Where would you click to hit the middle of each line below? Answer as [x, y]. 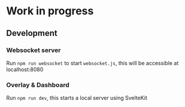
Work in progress [50, 11]
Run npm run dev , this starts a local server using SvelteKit [77, 98]
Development [32, 33]
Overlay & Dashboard [38, 85]
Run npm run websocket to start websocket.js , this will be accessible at [92, 63]
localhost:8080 [25, 69]
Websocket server [34, 50]
